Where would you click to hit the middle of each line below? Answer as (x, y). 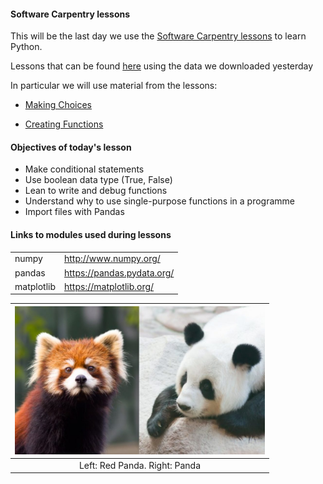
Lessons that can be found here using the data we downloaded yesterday (162, 66)
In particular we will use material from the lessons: (114, 86)
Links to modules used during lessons (91, 234)
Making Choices (58, 105)
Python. (26, 47)
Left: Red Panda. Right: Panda (140, 465)
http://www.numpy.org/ (112, 259)
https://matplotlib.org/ (109, 286)
